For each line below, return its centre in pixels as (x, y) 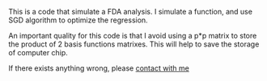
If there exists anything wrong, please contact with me (99, 68)
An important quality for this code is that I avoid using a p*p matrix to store (133, 36)
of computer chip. (38, 53)
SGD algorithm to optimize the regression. (78, 20)
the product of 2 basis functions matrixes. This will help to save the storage (134, 44)
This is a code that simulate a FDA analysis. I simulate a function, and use (131, 12)
